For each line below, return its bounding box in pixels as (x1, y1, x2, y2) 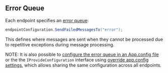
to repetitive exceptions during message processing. (5, 41, 115, 47)
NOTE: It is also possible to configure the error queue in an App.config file (5, 51, 159, 57)
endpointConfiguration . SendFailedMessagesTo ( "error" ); (5, 27, 123, 32)
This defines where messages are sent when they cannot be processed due (5, 36, 163, 42)
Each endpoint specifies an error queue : (5, 17, 89, 23)
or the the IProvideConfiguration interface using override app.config (5, 56, 149, 62)
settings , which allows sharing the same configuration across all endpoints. (5, 62, 161, 68)
